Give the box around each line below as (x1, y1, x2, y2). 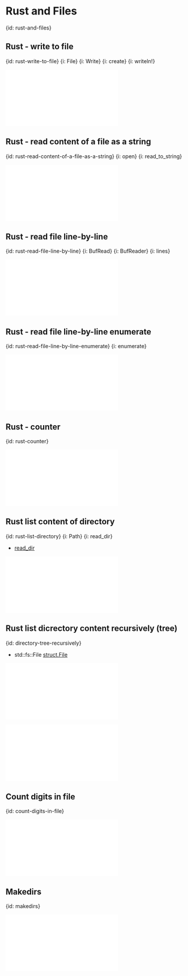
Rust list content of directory (5, 517, 115, 527)
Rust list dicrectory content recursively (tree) (5, 624, 178, 634)
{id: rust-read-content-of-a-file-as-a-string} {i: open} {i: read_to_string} (5, 152, 183, 160)
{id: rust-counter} (5, 438, 49, 444)
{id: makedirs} (5, 903, 41, 910)
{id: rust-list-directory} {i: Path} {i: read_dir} (5, 532, 113, 539)
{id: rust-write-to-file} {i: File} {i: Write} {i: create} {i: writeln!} (5, 57, 155, 64)
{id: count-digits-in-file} (5, 808, 64, 815)
